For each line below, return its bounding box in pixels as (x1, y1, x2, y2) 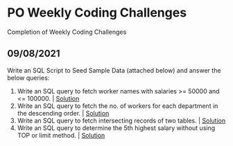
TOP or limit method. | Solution (17, 131, 105, 139)
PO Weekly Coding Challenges (7, 5, 187, 21)
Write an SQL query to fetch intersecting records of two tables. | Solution (17, 116, 226, 125)
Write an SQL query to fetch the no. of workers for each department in (17, 102, 218, 110)
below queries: (7, 73, 50, 82)
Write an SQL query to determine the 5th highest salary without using (17, 123, 216, 132)
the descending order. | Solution (17, 109, 110, 117)
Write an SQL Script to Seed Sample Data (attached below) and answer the (7, 66, 221, 74)
